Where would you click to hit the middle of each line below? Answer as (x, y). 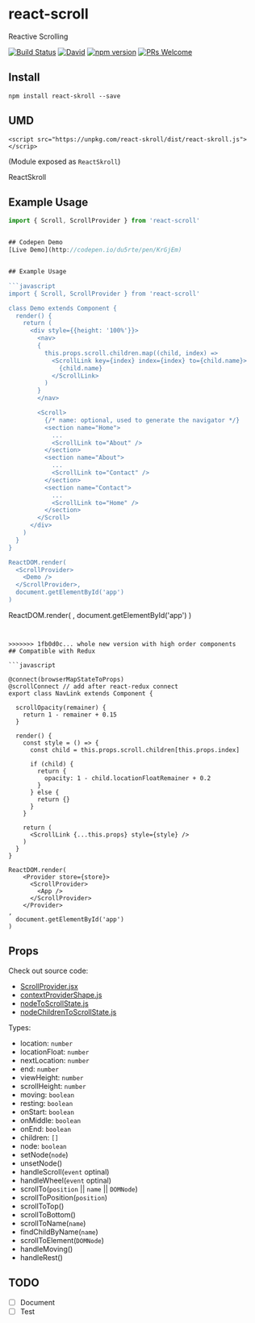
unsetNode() (41, 1163)
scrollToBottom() (48, 1214)
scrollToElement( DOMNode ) (62, 1240)
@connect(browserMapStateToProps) (67, 679)
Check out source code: (48, 970)
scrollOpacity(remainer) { (61, 707)
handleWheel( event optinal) (65, 1180)
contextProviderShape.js (61, 995)
